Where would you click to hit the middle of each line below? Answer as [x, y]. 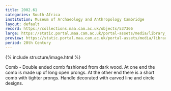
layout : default [22, 24]
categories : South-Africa [33, 15]
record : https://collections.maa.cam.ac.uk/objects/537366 [69, 29]
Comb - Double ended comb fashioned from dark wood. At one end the [80, 67]
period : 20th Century [28, 43]
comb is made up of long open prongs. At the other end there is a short [80, 72]
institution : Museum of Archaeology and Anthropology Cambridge [75, 19]
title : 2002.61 [21, 10]
